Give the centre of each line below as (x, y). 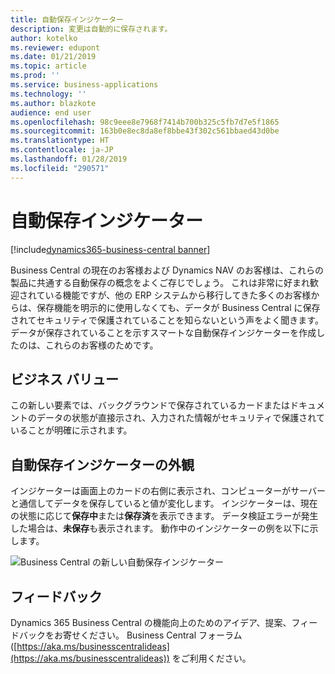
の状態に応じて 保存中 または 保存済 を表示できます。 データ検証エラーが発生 (164, 516)
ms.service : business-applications (84, 85)
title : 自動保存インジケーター (67, 19)
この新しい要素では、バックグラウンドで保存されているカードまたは (150, 405)
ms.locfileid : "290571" (60, 168)
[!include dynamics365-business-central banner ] (110, 249)
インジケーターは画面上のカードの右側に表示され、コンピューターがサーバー (168, 491)
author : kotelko (44, 38)
